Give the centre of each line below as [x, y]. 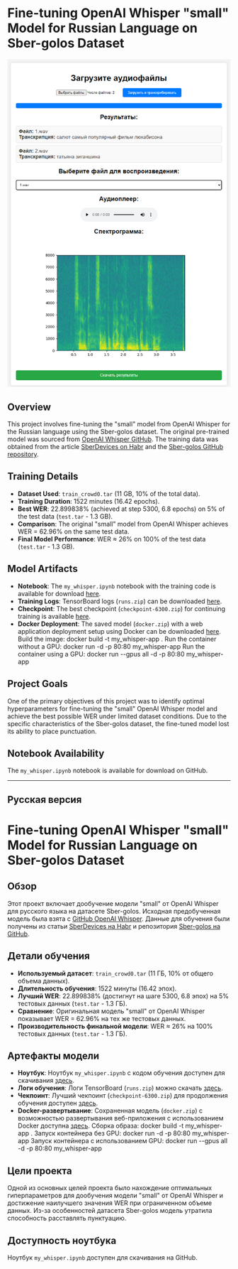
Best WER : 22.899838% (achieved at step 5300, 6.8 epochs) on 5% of [121, 509]
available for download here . [59, 593]
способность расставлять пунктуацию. [67, 1218]
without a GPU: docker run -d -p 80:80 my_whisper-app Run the [111, 646]
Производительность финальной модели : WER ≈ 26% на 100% [115, 1026]
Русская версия [45, 800]
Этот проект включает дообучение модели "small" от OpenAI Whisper [113, 903]
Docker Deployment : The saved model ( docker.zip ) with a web [110, 624]
